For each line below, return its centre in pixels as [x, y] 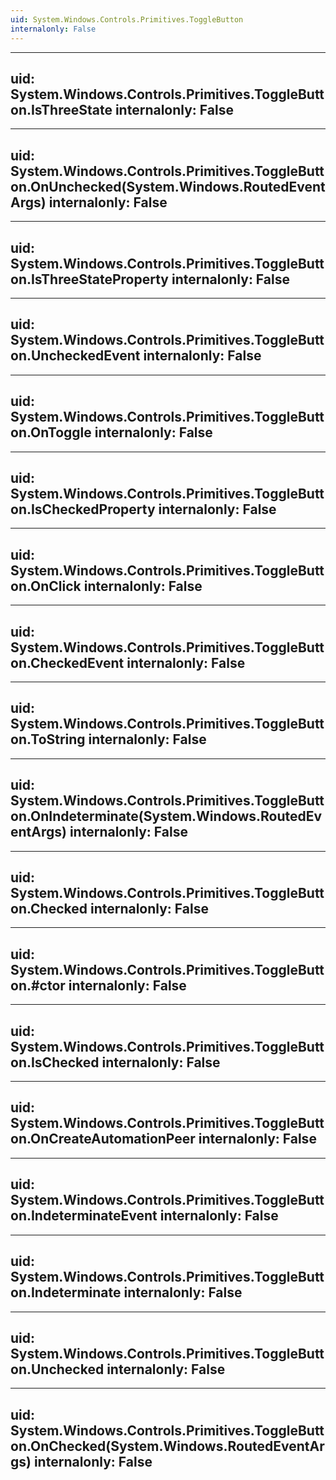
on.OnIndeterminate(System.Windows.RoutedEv [166, 816]
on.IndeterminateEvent [84, 1216]
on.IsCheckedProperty [83, 509]
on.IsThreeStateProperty [89, 279]
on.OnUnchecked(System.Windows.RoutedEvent [168, 186]
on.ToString [48, 739]
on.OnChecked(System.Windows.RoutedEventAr [167, 1446]
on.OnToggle [51, 432]
